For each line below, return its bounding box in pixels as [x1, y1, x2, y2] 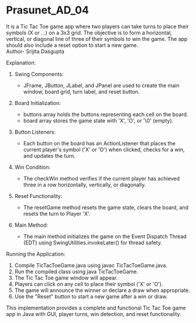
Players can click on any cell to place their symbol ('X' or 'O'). [14, 280, 163, 287]
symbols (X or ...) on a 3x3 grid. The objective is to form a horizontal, [6, 29, 173, 36]
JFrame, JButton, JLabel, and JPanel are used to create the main [23, 81, 180, 89]
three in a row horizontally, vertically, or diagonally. [23, 181, 146, 188]
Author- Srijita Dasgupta [6, 47, 64, 55]
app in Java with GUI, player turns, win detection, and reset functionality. [6, 310, 181, 317]
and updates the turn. [23, 152, 76, 159]
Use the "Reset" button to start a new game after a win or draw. [14, 293, 168, 300]
